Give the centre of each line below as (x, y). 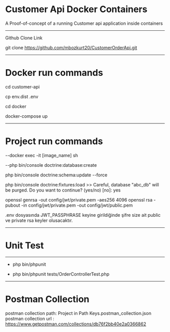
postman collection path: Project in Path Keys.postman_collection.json (78, 313)
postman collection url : (30, 318)
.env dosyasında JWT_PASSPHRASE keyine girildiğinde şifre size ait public (83, 215)
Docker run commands (54, 73)
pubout (13, 205)
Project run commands (54, 141)
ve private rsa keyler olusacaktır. (39, 220)
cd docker (16, 106)
